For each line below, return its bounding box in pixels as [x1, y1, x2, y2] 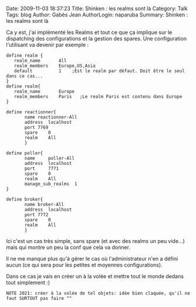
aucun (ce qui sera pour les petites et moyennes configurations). [6, 261, 163, 268]
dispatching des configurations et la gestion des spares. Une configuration [6, 35, 187, 42]
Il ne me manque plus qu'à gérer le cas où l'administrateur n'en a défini [6, 255, 178, 262]
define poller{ [6, 150, 43, 156]
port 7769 [24, 124, 49, 130]
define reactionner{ [6, 109, 57, 115]
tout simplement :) [6, 279, 50, 286]
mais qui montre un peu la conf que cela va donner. [6, 244, 131, 251]
